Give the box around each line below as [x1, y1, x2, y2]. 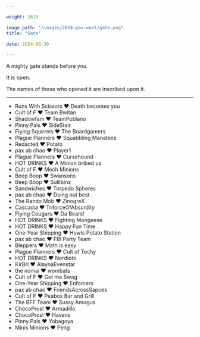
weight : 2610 [6, 14, 39, 20]
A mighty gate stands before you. [6, 63, 88, 70]
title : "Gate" [6, 30, 42, 36]
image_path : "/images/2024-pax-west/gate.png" [6, 24, 124, 30]
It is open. [6, 74, 31, 81]
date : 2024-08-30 [6, 41, 49, 47]
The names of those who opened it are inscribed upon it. [6, 86, 146, 93]
